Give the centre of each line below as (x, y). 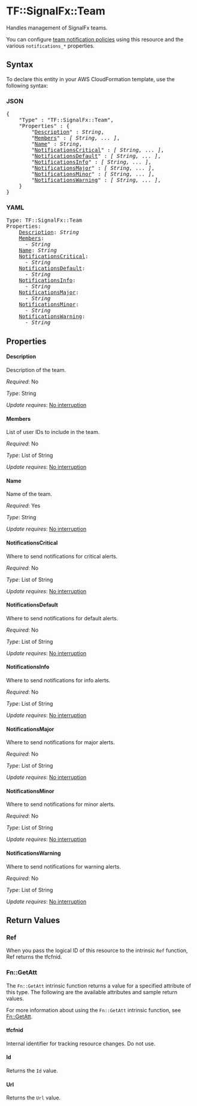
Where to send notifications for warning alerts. (64, 866)
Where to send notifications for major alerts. (60, 742)
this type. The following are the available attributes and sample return (92, 992)
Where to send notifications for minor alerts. (61, 804)
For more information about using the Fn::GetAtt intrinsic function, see (94, 1010)
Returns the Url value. (34, 1098)
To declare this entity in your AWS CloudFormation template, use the (90, 79)
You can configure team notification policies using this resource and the (95, 39)
